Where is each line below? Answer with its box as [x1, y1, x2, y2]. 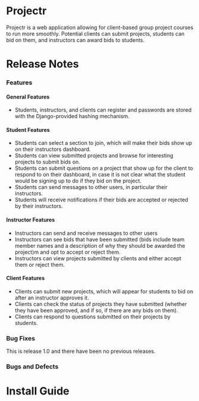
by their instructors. [14, 203, 64, 210]
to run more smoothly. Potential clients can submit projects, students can [6, 30, 185, 37]
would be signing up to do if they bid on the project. [14, 177, 141, 185]
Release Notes [6, 58, 79, 71]
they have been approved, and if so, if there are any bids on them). [14, 307, 178, 314]
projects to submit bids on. [14, 159, 80, 166]
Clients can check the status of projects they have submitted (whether [14, 300, 187, 307]
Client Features [6, 274, 45, 282]
